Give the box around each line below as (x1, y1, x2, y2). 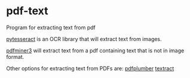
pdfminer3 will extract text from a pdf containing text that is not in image (6, 46, 185, 54)
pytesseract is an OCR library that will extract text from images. (6, 35, 163, 42)
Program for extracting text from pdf (6, 24, 96, 31)
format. (6, 53, 24, 60)
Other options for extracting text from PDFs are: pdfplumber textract (6, 64, 174, 72)
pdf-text (6, 4, 48, 18)
